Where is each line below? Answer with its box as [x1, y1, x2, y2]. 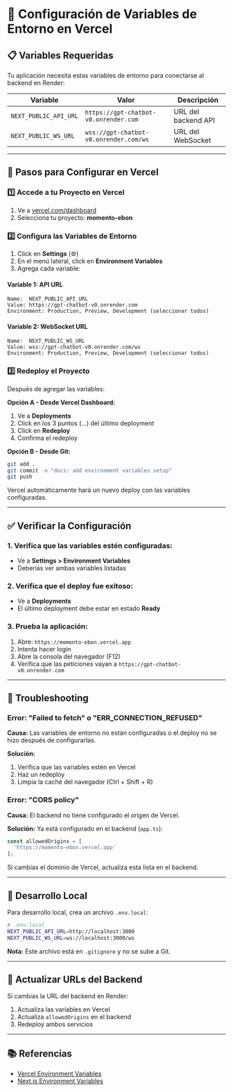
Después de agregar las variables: [7, 384, 105, 393]
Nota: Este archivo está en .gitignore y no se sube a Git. [7, 947, 171, 955]
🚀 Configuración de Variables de [7, 6, 198, 22]
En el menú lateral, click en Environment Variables [17, 257, 163, 265]
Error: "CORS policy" [7, 795, 80, 805]
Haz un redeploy [17, 770, 65, 779]
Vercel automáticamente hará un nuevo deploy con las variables [7, 486, 191, 495]
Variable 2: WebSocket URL [7, 322, 88, 330]
